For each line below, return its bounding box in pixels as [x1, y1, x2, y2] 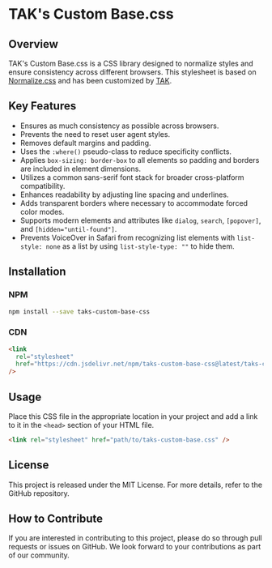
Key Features [8, 99, 77, 113]
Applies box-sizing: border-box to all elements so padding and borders [19, 155, 260, 164]
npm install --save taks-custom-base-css [8, 307, 151, 316]
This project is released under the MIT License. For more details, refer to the [8, 480, 263, 489]
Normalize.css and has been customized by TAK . [8, 76, 172, 85]
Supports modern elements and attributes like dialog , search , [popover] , [19, 216, 261, 225]
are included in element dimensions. [19, 164, 142, 173]
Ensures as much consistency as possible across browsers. [19, 121, 219, 130]
